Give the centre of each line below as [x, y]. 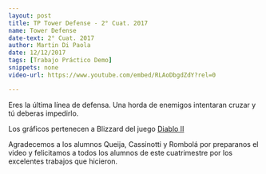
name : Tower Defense [43, 30]
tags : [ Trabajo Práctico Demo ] [60, 61]
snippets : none [34, 68]
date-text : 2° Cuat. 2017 [51, 38]
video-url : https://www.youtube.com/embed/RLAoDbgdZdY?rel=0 [112, 75]
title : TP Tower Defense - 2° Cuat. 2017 [78, 23]
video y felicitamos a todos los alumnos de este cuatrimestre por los [121, 152]
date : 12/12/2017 [37, 53]
